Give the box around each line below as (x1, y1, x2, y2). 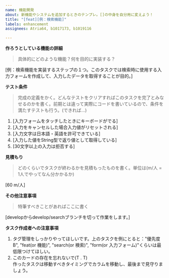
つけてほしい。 (21, 249, 53, 255)
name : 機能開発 (5, 7, 34, 13)
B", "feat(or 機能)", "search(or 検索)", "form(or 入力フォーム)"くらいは (12, 242, 157, 248)
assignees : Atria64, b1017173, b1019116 (5, 26, 92, 31)
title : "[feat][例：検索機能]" (5, 17, 67, 22)
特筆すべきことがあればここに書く (17, 204, 89, 210)
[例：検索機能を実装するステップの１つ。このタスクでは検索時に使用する (5, 67, 158, 73)
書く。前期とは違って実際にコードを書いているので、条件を (39, 101, 164, 107)
